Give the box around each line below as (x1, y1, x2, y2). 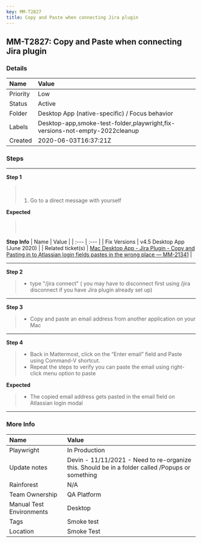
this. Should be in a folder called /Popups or (67, 463, 191, 471)
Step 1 (6, 174, 22, 181)
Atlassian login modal (29, 399, 83, 406)
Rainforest (9, 480, 38, 489)
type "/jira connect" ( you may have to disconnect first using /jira (29, 280, 191, 287)
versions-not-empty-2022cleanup (38, 127, 139, 135)
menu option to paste (43, 370, 96, 377)
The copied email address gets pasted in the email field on (29, 393, 176, 400)
